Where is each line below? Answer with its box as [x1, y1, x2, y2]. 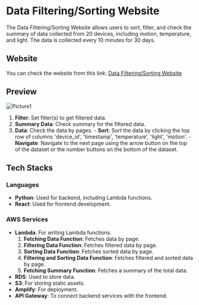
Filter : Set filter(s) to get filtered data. [14, 114, 107, 121]
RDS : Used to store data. [14, 273, 75, 280]
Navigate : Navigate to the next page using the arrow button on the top [14, 139, 188, 146]
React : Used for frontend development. [14, 200, 111, 207]
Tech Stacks [6, 162, 53, 173]
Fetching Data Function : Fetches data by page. [23, 235, 140, 242]
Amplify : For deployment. [14, 285, 78, 293]
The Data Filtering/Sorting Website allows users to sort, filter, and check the [6, 24, 192, 31]
